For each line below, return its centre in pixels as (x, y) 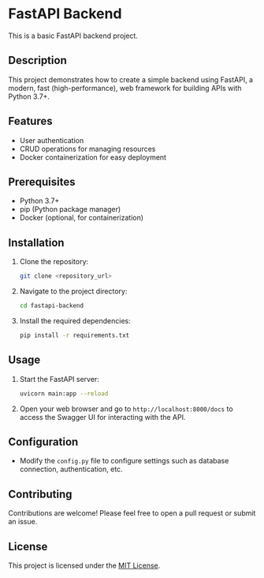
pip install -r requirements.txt (74, 335)
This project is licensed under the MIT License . (84, 565)
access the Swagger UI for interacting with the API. (102, 417)
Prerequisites (42, 181)
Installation (36, 242)
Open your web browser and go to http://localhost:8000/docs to (126, 409)
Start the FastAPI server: (59, 379)
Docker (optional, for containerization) (82, 217)
